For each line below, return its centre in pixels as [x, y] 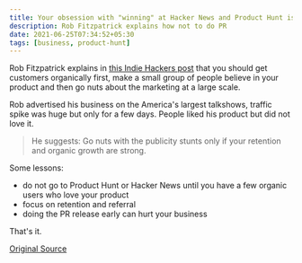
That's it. [26, 232]
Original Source [38, 249]
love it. [22, 124]
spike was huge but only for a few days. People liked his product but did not [150, 114]
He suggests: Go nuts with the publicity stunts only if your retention [156, 141]
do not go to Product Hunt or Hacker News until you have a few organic [155, 186]
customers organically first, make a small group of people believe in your [144, 78]
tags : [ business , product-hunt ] [70, 43]
